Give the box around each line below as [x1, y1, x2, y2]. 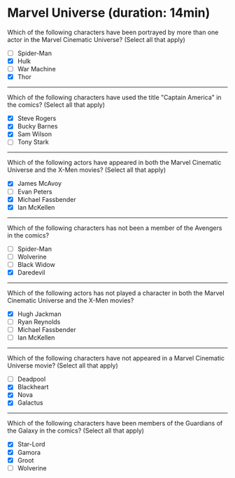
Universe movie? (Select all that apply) [7, 361, 119, 370]
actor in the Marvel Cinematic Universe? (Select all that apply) [7, 35, 185, 43]
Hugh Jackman [17, 310, 62, 318]
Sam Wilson [17, 130, 52, 138]
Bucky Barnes [17, 122, 58, 131]
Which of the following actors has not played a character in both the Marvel [7, 289, 225, 297]
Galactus [17, 398, 43, 407]
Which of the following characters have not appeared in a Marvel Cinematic [7, 354, 225, 363]
